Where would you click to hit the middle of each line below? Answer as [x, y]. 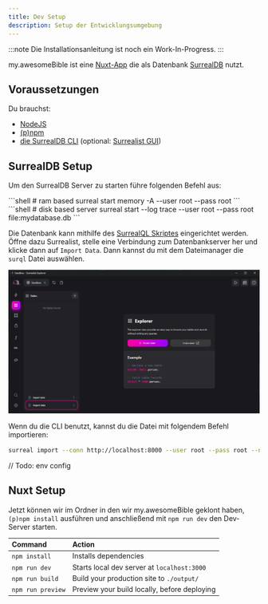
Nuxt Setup [37, 491]
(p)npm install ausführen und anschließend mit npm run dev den [115, 518]
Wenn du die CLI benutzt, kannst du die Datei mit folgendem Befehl [118, 426]
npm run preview [39, 590]
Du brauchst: [30, 109]
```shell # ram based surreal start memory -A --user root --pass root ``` [124, 201]
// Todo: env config [40, 465]
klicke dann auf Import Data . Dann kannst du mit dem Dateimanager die [126, 251]
